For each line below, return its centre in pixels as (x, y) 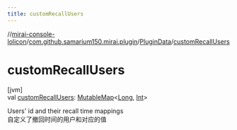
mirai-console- (33, 34)
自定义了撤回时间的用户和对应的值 (57, 119)
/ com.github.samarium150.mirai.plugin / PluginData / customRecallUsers (128, 41)
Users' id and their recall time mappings (65, 111)
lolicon (17, 41)
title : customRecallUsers (45, 14)
